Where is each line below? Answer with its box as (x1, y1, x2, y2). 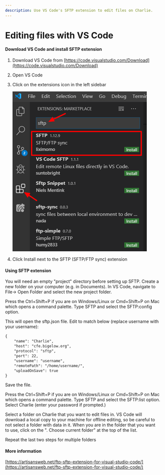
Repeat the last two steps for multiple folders (5, 437, 97, 443)
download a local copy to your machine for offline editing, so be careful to (5, 417, 155, 423)
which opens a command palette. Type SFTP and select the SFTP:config (5, 304, 152, 310)
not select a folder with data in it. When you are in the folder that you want (5, 422, 156, 428)
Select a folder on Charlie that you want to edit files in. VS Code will (5, 411, 142, 417)
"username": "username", (14, 359, 65, 364)
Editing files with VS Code (5, 30, 114, 41)
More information (5, 448, 42, 454)
